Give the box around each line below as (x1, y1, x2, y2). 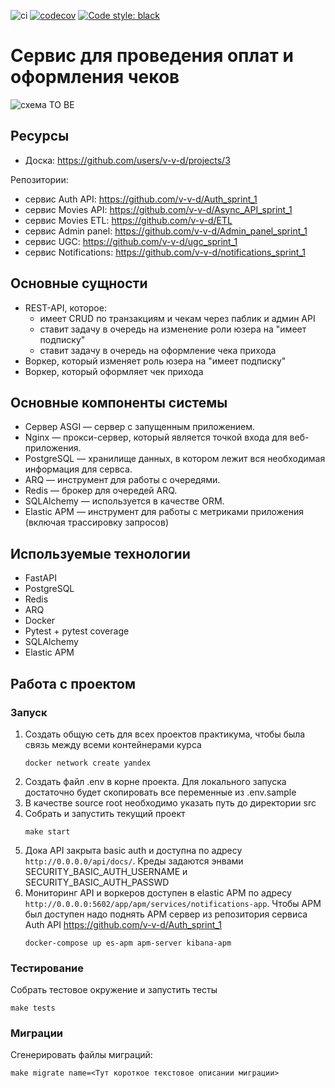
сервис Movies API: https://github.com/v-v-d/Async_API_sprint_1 (24, 203, 293, 215)
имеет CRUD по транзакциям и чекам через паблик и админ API (39, 312, 316, 324)
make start (24, 826, 71, 837)
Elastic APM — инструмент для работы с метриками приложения (24, 506, 305, 518)
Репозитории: (10, 173, 69, 185)
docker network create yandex (24, 758, 152, 768)
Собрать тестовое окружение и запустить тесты (10, 984, 218, 996)
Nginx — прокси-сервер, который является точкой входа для (24, 431, 288, 444)
